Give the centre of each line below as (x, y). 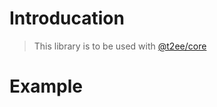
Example (46, 86)
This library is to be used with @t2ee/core (120, 46)
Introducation (67, 18)
